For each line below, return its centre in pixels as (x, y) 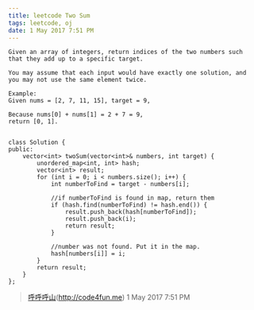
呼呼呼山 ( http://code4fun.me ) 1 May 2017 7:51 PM (109, 297)
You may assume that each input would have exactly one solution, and (127, 73)
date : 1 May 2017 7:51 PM (51, 30)
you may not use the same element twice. (78, 80)
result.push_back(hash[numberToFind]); (131, 212)
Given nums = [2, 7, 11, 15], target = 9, (79, 101)
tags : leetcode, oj (40, 23)
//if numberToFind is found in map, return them (133, 198)
